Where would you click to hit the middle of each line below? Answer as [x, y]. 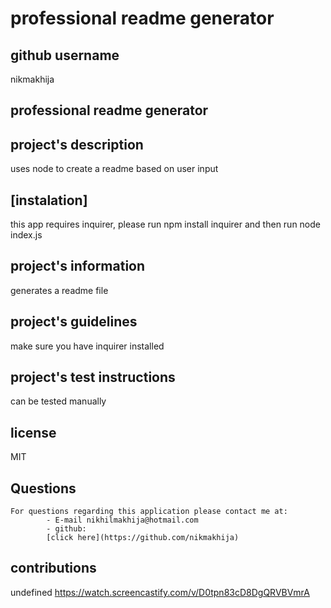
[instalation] [49, 200]
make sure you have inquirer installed [87, 346]
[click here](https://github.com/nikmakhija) [143, 538]
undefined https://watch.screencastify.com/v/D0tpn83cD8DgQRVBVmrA [160, 592]
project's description [77, 144]
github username [65, 55]
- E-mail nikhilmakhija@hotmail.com [122, 520]
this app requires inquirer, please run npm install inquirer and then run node [165, 224]
